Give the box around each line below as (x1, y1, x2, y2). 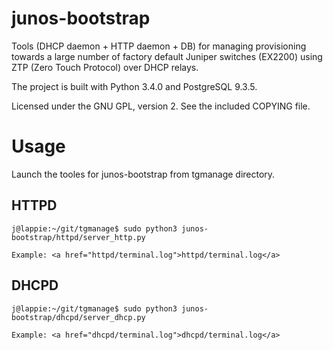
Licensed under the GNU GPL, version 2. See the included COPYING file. (11, 100, 311, 112)
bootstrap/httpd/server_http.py (11, 232, 146, 242)
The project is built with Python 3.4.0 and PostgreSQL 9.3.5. (11, 80, 258, 92)
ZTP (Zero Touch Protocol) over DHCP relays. (11, 61, 199, 73)
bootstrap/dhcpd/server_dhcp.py (11, 312, 146, 322)
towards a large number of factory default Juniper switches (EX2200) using (11, 50, 323, 62)
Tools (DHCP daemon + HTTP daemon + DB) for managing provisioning (11, 40, 307, 52)
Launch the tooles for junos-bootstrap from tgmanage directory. (11, 168, 276, 180)
